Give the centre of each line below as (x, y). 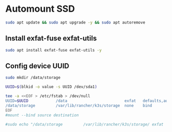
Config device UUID (37, 66)
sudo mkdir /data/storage (33, 78)
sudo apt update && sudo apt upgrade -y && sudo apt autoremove (75, 22)
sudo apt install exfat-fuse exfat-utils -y (53, 50)
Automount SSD (40, 9)
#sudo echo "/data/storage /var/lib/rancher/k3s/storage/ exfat (84, 125)
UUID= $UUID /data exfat (71, 101)
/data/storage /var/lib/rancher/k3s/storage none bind (79, 105)
